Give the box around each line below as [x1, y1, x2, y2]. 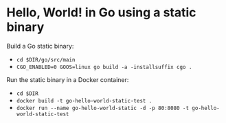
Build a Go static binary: [6, 42, 74, 50]
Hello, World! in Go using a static [6, 5, 196, 20]
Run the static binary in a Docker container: [6, 75, 129, 83]
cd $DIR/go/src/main [16, 56, 76, 63]
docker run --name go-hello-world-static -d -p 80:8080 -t [16, 105, 190, 111]
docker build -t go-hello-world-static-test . [16, 97, 152, 104]
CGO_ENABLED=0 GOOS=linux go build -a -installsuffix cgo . [16, 64, 192, 70]
